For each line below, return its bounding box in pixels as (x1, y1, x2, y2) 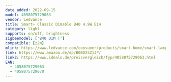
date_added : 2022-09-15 (5, 7, 56, 13)
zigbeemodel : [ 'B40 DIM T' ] (5, 36, 65, 41)
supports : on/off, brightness (5, 31, 70, 36)
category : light (5, 26, 40, 32)
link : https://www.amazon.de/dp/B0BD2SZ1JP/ (5, 50, 101, 55)
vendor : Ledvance (5, 17, 42, 22)
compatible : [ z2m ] (5, 41, 44, 46)
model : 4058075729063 (5, 12, 51, 17)
